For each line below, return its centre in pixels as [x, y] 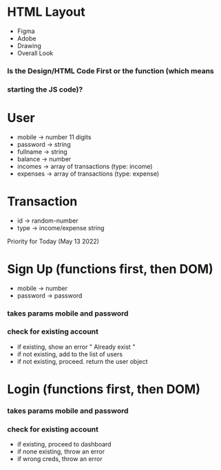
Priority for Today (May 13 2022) [53, 241]
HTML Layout [46, 12]
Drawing [29, 45]
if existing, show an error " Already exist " [76, 347]
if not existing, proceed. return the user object [82, 361]
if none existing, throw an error [61, 451]
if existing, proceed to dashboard [64, 445]
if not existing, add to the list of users [70, 354]
